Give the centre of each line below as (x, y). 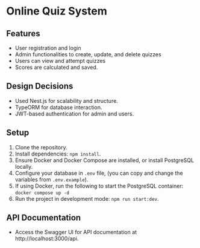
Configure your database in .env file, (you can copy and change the (99, 173)
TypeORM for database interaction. (58, 107)
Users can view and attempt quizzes (60, 61)
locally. (24, 166)
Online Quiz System (57, 11)
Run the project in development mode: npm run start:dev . (87, 198)
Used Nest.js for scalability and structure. (67, 100)
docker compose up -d (42, 193)
